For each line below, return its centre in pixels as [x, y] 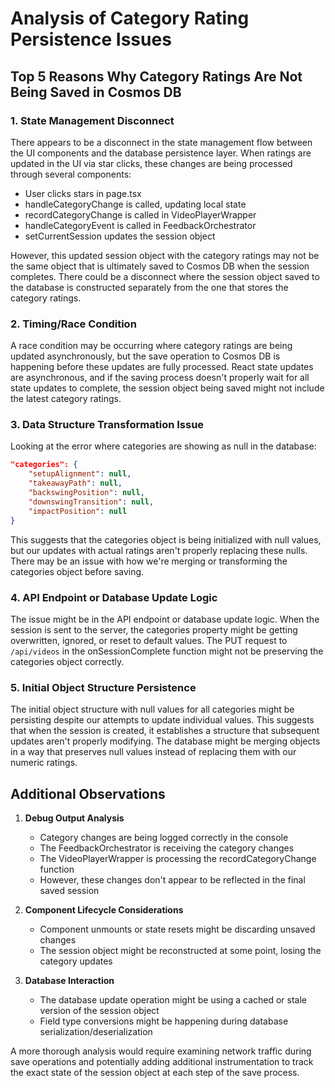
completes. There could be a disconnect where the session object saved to [165, 276]
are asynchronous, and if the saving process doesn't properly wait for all [160, 378]
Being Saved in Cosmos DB [96, 92]
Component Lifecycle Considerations [104, 910]
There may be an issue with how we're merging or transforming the [149, 561]
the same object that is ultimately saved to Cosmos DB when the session [160, 266]
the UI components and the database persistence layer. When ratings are [161, 153]
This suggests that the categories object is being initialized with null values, [166, 539]
